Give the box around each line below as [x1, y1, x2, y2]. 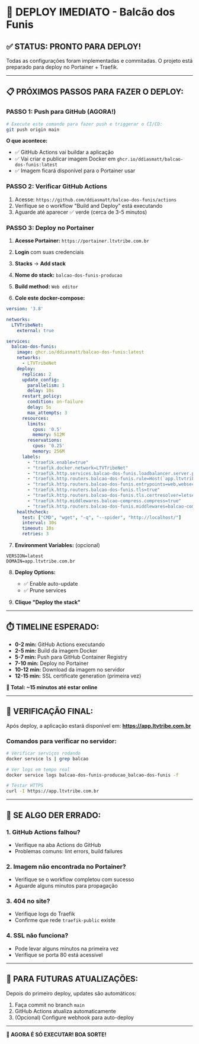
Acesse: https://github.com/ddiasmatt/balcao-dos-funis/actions [14, 195, 176, 203]
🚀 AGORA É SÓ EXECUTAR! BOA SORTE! [6, 1030, 107, 1038]
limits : [27, 420, 46, 427]
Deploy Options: [14, 568, 56, 576]
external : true [17, 327, 54, 333]
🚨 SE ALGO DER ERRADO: [6, 810, 101, 820]
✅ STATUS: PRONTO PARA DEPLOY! [6, 41, 142, 52]
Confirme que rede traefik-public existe [14, 917, 115, 924]
